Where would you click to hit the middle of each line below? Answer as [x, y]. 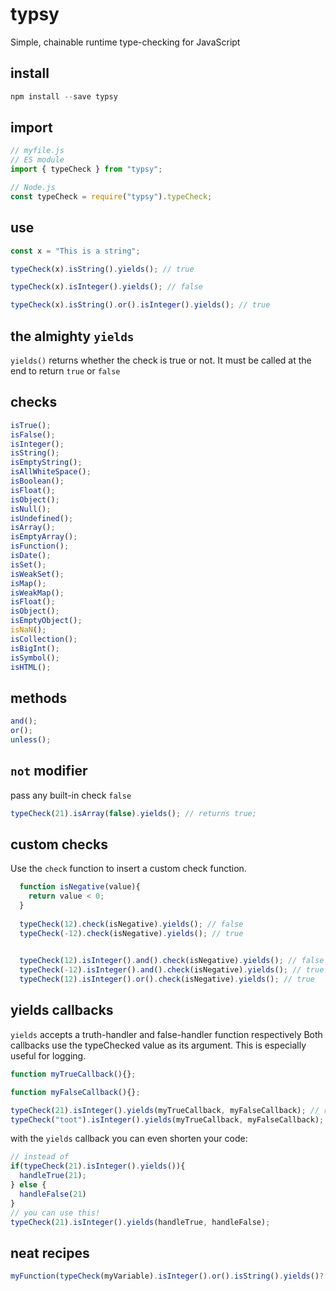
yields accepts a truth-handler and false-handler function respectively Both [166, 1034]
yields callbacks [62, 1010]
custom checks [59, 844]
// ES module [37, 160]
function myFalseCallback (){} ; [75, 1092]
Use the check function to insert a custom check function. [128, 869]
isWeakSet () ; [37, 574]
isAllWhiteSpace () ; [51, 472]
